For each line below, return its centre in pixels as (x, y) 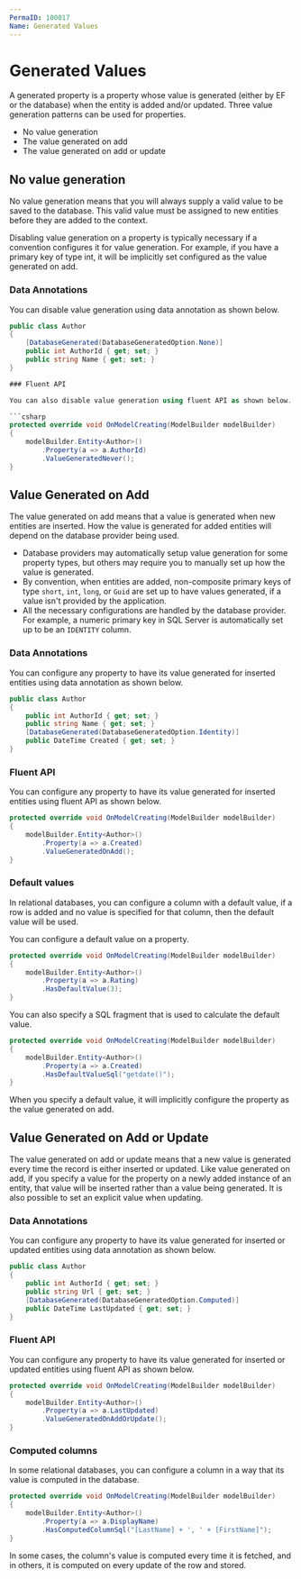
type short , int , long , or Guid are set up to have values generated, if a (152, 592)
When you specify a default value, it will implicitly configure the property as (150, 1100)
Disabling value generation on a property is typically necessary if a (133, 238)
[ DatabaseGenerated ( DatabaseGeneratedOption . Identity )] (133, 732)
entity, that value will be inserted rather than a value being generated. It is (146, 1188)
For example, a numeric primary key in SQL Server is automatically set (153, 620)
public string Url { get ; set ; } (88, 1292)
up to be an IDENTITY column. (77, 630)
